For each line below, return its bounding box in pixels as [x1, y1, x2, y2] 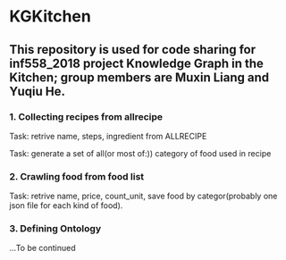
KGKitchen [9, 6, 91, 27]
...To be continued [9, 243, 76, 254]
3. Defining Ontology [9, 222, 102, 235]
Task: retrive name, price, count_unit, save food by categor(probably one [9, 190, 278, 202]
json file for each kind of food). [9, 200, 123, 211]
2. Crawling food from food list [9, 170, 145, 182]
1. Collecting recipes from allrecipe [9, 110, 164, 122]
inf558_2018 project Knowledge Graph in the [9, 55, 264, 71]
